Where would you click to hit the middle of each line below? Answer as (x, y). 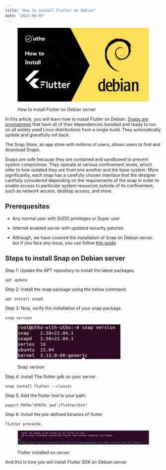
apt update (16, 280)
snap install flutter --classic (38, 386)
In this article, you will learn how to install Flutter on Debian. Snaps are (77, 119)
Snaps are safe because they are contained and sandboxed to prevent (77, 159)
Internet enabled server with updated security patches (68, 228)
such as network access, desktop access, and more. (59, 191)
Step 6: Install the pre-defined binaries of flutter (54, 414)
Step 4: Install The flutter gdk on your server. (51, 376)
